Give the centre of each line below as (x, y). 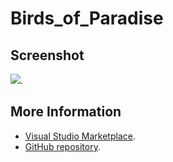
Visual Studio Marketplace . (80, 136)
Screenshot (47, 55)
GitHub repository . (62, 146)
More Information (66, 112)
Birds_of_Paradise (87, 18)
